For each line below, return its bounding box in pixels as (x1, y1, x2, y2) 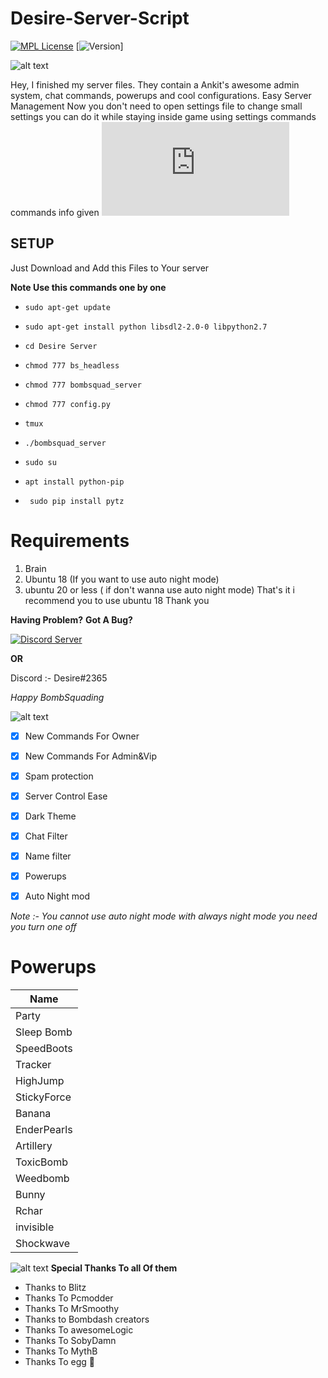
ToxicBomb (15, 1155, 68, 1169)
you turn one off (10, 921, 77, 933)
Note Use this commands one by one (10, 281, 167, 293)
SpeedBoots (15, 1042, 73, 1056)
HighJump (15, 1074, 65, 1088)
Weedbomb (15, 1172, 70, 1186)
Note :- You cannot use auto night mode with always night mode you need (10, 910, 318, 922)
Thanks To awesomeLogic (24, 1324, 134, 1336)
